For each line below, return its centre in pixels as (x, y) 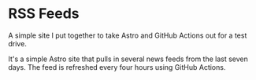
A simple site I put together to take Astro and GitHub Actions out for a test (128, 35)
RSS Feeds (44, 14)
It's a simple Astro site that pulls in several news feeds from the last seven (128, 59)
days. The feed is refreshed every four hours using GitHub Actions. (117, 67)
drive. (18, 43)
